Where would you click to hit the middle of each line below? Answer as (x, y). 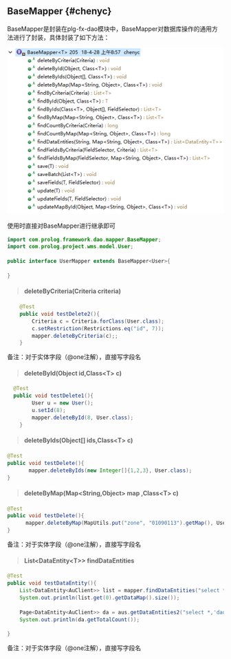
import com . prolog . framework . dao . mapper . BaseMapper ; (84, 239)
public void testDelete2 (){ (59, 314)
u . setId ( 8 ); (49, 411)
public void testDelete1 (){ (54, 396)
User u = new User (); (63, 403)
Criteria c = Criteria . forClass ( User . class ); (98, 321)
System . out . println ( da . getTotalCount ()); (79, 619)
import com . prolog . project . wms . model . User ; (70, 247)
